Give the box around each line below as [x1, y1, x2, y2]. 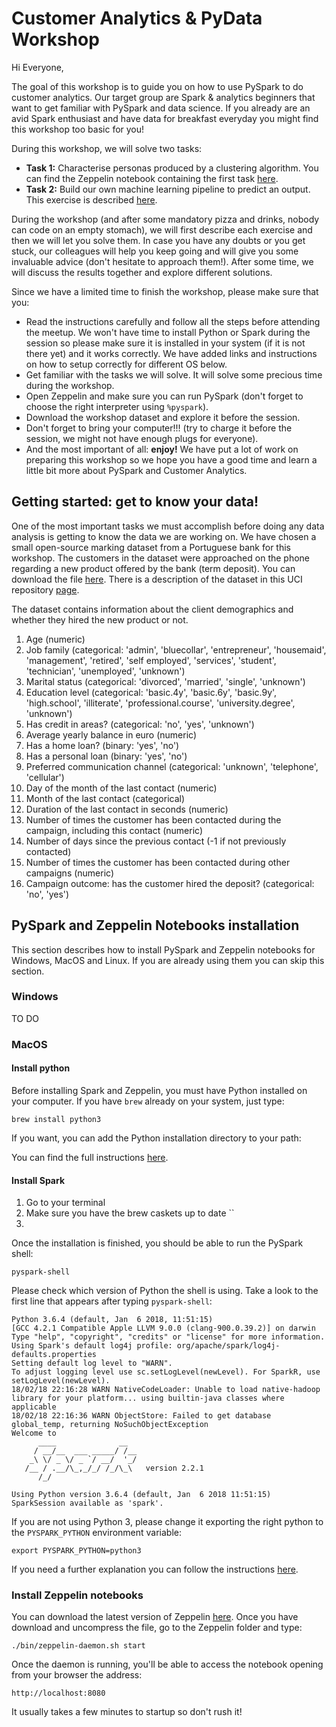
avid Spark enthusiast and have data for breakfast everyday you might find [11, 112, 319, 124]
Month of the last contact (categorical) [25, 792, 186, 804]
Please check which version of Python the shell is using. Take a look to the [11, 1285, 319, 1297]
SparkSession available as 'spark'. [11, 1498, 164, 1509]
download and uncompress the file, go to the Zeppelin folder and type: [11, 1622, 303, 1634]
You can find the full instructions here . [11, 1151, 169, 1163]
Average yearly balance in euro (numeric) [25, 728, 198, 741]
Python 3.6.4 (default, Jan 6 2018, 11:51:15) [11, 1315, 214, 1325]
